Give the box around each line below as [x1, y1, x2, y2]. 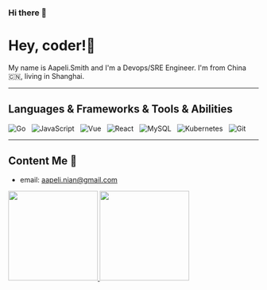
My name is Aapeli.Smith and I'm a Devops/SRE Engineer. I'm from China [8, 63, 246, 72]
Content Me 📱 [8, 155, 78, 168]
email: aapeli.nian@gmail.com [19, 175, 118, 185]
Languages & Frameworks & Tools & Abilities [8, 103, 233, 116]
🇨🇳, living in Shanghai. [8, 71, 85, 80]
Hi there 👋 [8, 7, 48, 18]
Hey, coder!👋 [8, 37, 96, 55]
